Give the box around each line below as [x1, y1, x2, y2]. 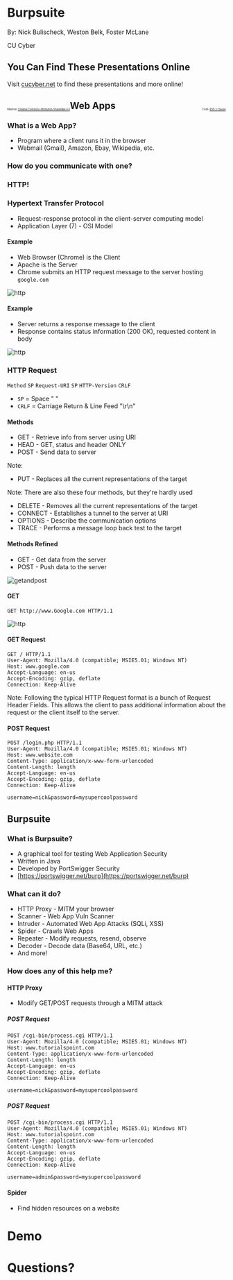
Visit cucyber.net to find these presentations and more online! [7, 80, 184, 88]
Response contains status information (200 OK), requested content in [17, 327, 216, 335]
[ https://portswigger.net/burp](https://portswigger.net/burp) [17, 871, 189, 879]
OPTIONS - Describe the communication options [17, 516, 157, 525]
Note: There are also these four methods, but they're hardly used [7, 488, 193, 497]
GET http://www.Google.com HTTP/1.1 [7, 607, 113, 614]
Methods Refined [7, 540, 58, 548]
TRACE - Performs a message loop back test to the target [17, 524, 182, 532]
